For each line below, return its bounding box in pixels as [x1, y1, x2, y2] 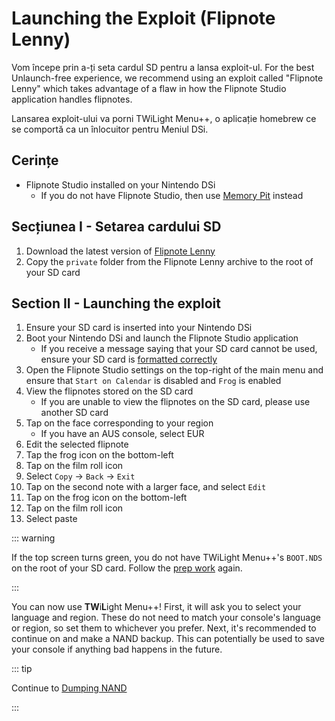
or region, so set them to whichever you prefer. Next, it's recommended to [11, 622, 317, 634]
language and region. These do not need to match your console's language [11, 612, 321, 624]
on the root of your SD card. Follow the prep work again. [11, 562, 243, 574]
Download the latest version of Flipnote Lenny [25, 245, 216, 257]
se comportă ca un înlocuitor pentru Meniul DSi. [11, 123, 209, 135]
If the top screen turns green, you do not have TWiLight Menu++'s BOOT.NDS [11, 552, 323, 564]
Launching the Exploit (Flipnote [11, 7, 276, 30]
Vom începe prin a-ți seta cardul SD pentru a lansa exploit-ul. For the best [11, 61, 315, 73]
